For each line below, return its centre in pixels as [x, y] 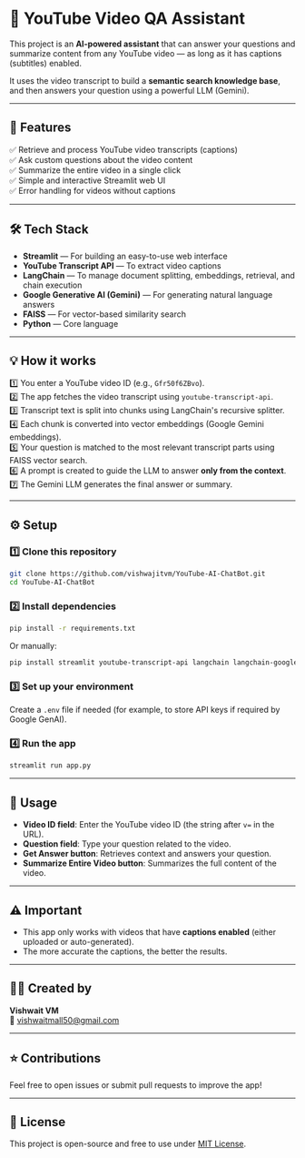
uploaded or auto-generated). [78, 941]
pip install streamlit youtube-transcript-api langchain [119, 662]
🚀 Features [40, 128]
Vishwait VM [34, 1011]
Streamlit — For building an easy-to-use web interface [125, 256]
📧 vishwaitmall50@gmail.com [64, 1020]
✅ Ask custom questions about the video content [101, 159]
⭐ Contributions [55, 1058]
